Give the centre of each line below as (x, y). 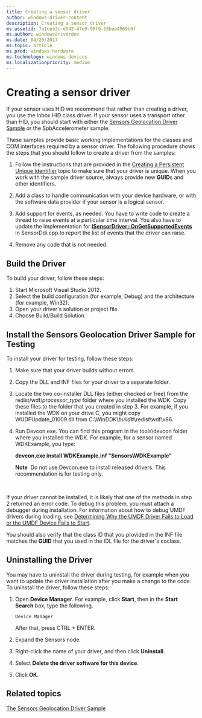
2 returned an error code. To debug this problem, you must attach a (90, 504)
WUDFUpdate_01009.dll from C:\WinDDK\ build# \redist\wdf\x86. (94, 419)
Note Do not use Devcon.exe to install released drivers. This (90, 467)
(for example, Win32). (42, 303)
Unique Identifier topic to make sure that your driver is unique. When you (105, 171)
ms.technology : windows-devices (47, 57)
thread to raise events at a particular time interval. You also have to (98, 220)
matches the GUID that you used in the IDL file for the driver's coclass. (94, 541)
